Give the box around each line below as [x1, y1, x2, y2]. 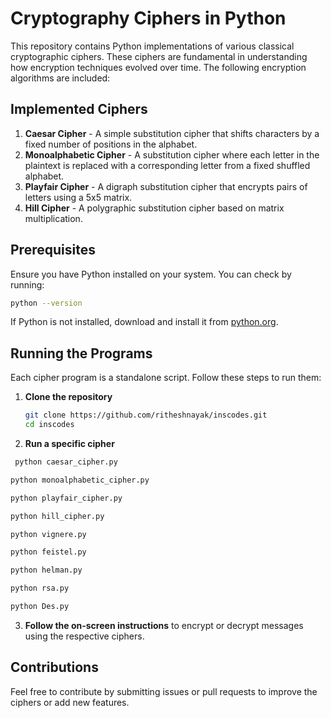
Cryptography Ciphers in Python [10, 7, 287, 30]
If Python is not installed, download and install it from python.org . [10, 316, 279, 328]
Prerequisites [10, 242, 96, 259]
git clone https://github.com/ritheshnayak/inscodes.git [24, 410, 268, 421]
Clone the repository [24, 391, 113, 403]
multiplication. [24, 212, 83, 224]
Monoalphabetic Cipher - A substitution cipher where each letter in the [24, 148, 320, 161]
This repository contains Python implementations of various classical [10, 40, 295, 52]
